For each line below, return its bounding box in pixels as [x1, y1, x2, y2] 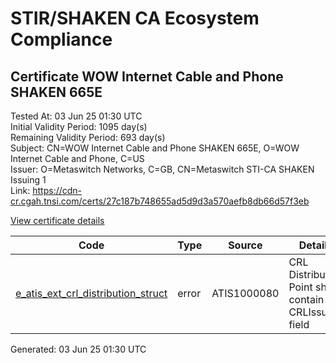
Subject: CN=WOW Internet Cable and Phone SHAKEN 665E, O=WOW [10, 142, 300, 154]
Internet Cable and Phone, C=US [10, 153, 145, 164]
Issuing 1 [10, 174, 47, 186]
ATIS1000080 [211, 287, 280, 300]
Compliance [10, 28, 113, 51]
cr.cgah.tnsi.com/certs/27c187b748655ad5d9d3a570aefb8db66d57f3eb [10, 195, 310, 207]
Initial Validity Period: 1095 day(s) [10, 121, 148, 132]
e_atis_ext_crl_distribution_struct [15, 287, 168, 300]
